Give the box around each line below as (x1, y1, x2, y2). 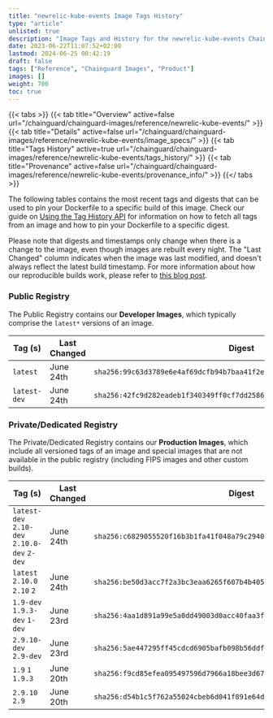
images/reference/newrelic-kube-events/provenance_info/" (8, 170, 209, 179)
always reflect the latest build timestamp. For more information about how (8, 262, 256, 272)
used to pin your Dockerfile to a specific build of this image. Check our (8, 203, 245, 213)
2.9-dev (12, 651, 42, 660)
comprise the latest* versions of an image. (8, 318, 154, 327)
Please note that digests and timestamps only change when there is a (8, 236, 241, 246)
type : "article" (8, 19, 63, 28)
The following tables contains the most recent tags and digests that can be (8, 194, 259, 204)
